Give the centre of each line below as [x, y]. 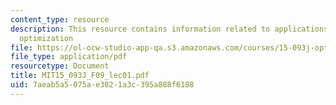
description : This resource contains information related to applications [169, 29]
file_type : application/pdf [69, 57]
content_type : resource [60, 19]
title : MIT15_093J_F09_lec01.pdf [80, 76]
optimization [46, 38]
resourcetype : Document [60, 66]
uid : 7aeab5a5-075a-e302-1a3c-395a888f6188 [102, 85]
